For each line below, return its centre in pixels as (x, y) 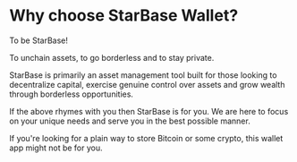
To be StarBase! (39, 40)
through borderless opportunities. (72, 94)
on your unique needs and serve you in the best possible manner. (130, 121)
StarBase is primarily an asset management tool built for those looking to (143, 75)
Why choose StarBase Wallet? (124, 16)
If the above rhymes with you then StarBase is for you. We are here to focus (149, 111)
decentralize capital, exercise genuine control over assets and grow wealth (147, 84)
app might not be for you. (56, 148)
